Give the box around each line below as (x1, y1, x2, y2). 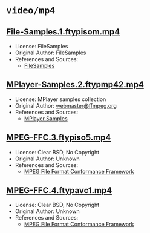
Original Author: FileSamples (15, 49, 86, 56)
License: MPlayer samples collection (15, 96, 106, 103)
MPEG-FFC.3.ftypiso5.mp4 (6, 133, 111, 143)
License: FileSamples (15, 43, 68, 50)
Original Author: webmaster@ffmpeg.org (15, 102, 117, 109)
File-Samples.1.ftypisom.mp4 (6, 27, 120, 37)
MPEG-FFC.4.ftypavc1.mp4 (6, 185, 112, 195)
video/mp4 (6, 5, 56, 16)
